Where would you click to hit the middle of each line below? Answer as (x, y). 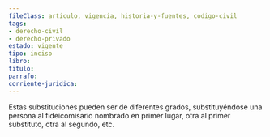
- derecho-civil (36, 31)
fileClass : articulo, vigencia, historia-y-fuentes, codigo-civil (123, 16)
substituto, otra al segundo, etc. (62, 124)
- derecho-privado (39, 39)
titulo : (21, 69)
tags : (17, 24)
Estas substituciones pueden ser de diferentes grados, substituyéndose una (135, 107)
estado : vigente (36, 46)
